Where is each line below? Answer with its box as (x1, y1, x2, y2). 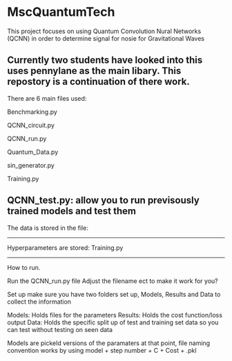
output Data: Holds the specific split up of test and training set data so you (7, 318, 219, 326)
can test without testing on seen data (7, 325, 113, 333)
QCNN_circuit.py (7, 121, 55, 129)
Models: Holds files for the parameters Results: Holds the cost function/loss (7, 311, 223, 319)
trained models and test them (7, 205, 137, 217)
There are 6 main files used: (7, 94, 87, 102)
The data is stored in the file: (7, 224, 88, 232)
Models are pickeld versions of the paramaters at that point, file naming (7, 339, 211, 347)
